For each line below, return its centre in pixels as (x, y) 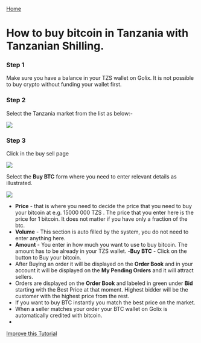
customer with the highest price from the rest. (72, 296)
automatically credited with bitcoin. (59, 315)
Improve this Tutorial (32, 334)
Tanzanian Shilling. (55, 46)
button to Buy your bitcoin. (48, 258)
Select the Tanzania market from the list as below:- (69, 113)
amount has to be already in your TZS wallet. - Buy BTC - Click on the (101, 251)
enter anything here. (40, 238)
